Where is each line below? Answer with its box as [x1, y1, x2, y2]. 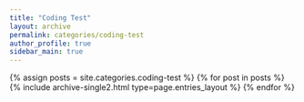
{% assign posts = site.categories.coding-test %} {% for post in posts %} [9, 72, 285, 83]
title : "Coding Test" [9, 13, 92, 23]
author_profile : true [9, 38, 92, 48]
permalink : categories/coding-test [9, 30, 145, 39]
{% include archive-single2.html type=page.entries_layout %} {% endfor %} [9, 82, 296, 93]
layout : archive [9, 22, 71, 31]
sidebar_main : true [9, 47, 84, 56]
